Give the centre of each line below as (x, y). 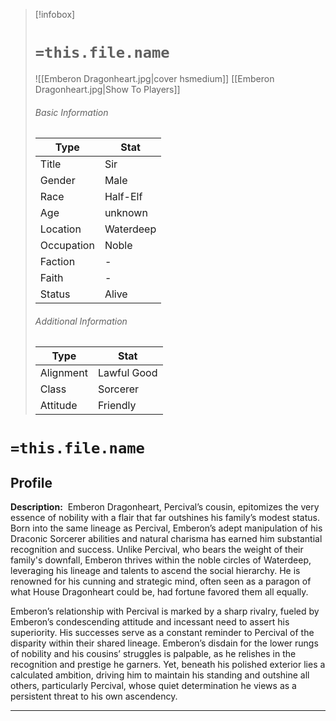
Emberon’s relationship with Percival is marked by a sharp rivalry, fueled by (165, 611)
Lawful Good (127, 373)
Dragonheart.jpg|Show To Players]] (107, 89)
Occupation (67, 246)
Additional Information (81, 321)
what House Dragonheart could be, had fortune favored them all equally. (159, 592)
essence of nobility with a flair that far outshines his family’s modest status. (165, 518)
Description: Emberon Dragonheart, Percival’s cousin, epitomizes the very (165, 507)
